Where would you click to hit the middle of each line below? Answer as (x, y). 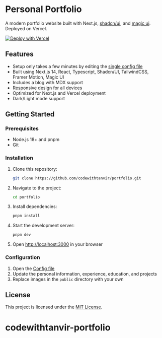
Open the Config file (33, 268)
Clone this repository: (35, 169)
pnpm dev (22, 235)
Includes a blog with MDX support (48, 82)
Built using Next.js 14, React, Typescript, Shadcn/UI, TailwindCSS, (80, 72)
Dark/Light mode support (39, 98)
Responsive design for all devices (47, 88)
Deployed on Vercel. (26, 28)
